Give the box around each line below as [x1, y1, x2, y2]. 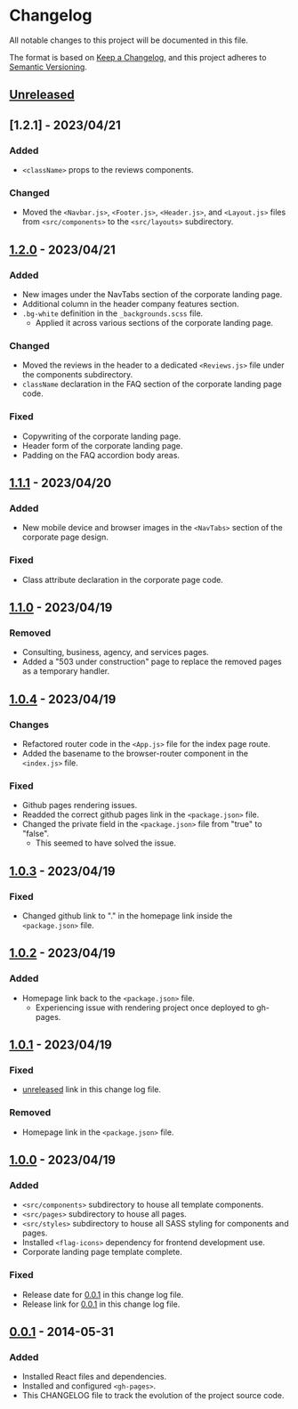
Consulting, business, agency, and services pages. [21, 647, 209, 658]
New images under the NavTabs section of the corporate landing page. [21, 289, 283, 299]
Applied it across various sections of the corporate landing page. [35, 318, 274, 328]
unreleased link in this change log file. [21, 1084, 162, 1095]
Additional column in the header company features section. [21, 299, 239, 309]
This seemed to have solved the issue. [35, 838, 176, 848]
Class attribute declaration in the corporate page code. [21, 574, 224, 585]
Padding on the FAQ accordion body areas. [21, 449, 181, 460]
